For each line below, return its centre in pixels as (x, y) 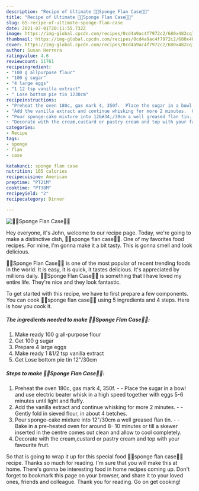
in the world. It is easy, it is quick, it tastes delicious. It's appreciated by (93, 269)
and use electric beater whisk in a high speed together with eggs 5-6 (99, 395)
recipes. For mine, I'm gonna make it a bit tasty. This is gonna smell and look (99, 245)
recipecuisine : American (37, 177)
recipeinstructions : (32, 100)
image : (14, 34)
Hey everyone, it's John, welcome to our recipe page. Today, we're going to (99, 233)
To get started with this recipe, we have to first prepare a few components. (97, 293)
